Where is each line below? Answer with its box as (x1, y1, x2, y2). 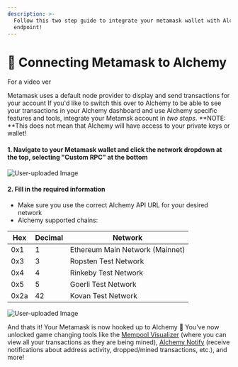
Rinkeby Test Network (69, 268, 144, 278)
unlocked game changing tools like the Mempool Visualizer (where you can (7, 330, 227, 339)
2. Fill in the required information (7, 185, 106, 194)
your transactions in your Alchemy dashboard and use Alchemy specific (7, 106, 217, 115)
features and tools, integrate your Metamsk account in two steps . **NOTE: (7, 114, 227, 123)
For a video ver (7, 77, 52, 86)
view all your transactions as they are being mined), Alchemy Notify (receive (7, 338, 230, 346)
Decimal (35, 232, 64, 242)
